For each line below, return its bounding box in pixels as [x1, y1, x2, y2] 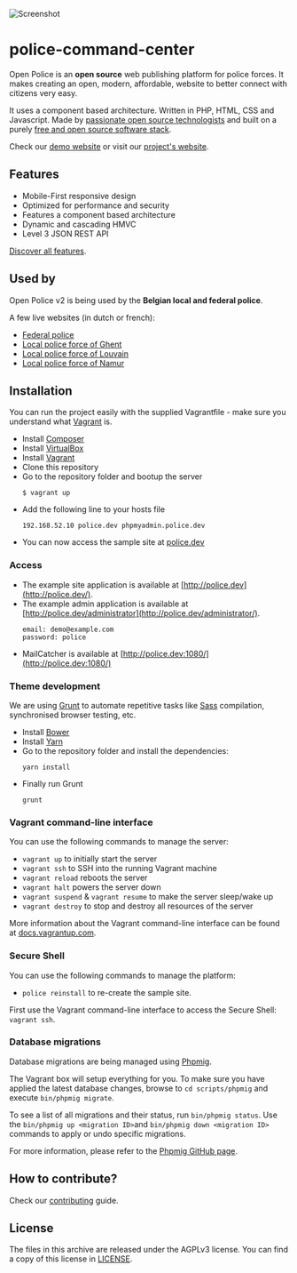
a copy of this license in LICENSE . [9, 1253, 133, 1264]
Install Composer [21, 434, 85, 444]
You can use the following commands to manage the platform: [9, 970, 237, 981]
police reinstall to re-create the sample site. [21, 987, 192, 997]
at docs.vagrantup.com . [9, 927, 97, 938]
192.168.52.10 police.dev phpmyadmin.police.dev [21, 521, 206, 531]
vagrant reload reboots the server [21, 872, 148, 884]
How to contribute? [9, 1172, 118, 1187]
